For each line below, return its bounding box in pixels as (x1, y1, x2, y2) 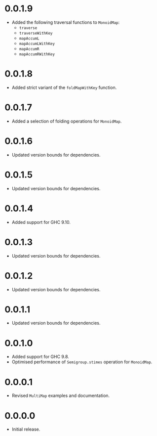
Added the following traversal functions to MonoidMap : (11, 19, 120, 25)
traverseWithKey (19, 31, 53, 36)
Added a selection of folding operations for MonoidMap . (11, 118, 122, 124)
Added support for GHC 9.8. (11, 354, 70, 360)
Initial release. (11, 426, 40, 433)
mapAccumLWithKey (19, 41, 55, 46)
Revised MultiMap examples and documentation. (11, 392, 110, 398)
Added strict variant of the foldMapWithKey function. (11, 85, 117, 90)
